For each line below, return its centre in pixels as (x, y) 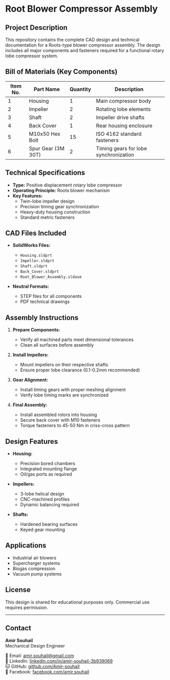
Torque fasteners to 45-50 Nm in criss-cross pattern (75, 426)
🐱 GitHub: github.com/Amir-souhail (42, 666)
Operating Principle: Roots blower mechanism (61, 190)
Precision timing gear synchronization (60, 206)
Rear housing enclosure (124, 126)
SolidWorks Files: (31, 245)
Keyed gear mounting (42, 530)
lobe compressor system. (32, 56)
